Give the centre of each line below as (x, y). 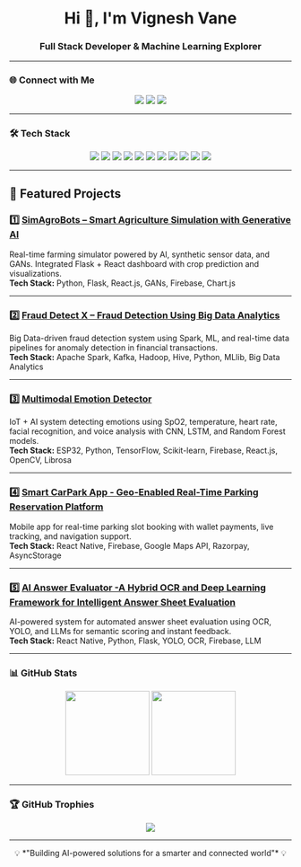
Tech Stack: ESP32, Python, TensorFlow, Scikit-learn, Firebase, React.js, (143, 451)
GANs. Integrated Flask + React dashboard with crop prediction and (134, 263)
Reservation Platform (56, 507)
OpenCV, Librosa (40, 460)
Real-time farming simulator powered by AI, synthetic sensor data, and (140, 254)
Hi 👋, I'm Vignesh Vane (150, 18)
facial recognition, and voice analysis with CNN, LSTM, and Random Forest (147, 431)
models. (24, 441)
